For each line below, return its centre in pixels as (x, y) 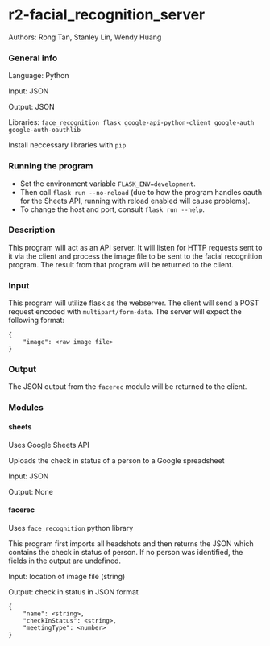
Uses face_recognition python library (71, 528)
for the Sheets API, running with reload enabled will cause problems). (135, 201)
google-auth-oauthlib (45, 130)
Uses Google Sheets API (49, 445)
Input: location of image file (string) (67, 576)
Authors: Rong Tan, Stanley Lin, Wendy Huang (85, 37)
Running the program (51, 166)
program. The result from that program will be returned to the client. (121, 264)
